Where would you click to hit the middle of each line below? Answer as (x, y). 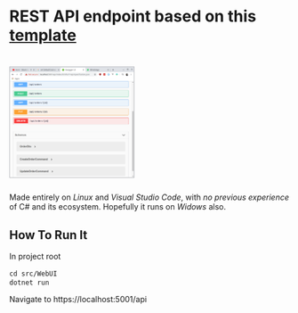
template (43, 35)
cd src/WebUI (33, 274)
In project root (35, 256)
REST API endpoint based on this (133, 16)
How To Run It (48, 235)
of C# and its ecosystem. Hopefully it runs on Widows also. (118, 207)
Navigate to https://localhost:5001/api (78, 299)
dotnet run (29, 283)
